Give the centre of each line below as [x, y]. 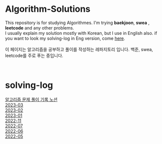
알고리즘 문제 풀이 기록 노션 [31, 99]
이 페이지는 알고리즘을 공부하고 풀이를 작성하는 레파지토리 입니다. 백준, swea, [79, 49]
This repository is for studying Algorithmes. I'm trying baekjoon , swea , [77, 23]
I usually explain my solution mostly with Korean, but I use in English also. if [81, 33]
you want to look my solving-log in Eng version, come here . [65, 38]
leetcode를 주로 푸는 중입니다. [34, 56]
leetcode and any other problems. [40, 28]
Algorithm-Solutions [48, 9]
